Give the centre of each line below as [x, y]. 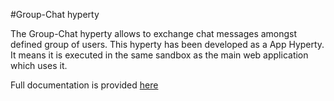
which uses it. [39, 65]
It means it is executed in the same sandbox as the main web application [159, 55]
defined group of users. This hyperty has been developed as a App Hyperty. [167, 44]
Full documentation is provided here [84, 85]
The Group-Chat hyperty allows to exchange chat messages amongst [154, 33]
